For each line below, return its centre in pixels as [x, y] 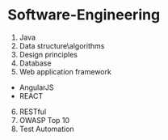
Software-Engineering [84, 15]
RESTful [33, 112]
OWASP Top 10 [44, 120]
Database [35, 63]
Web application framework [65, 71]
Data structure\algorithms [62, 45]
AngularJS [36, 87]
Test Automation [46, 129]
